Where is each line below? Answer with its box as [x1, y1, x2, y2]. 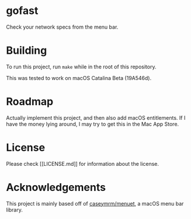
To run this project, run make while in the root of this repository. [6, 63, 157, 70]
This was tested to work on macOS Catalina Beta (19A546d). [6, 74, 152, 81]
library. [6, 206, 23, 213]
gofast [6, 4, 39, 18]
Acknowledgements [6, 180, 106, 194]
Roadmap [6, 95, 54, 109]
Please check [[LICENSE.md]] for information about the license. [6, 160, 159, 167]
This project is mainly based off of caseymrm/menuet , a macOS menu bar [6, 200, 184, 207]
